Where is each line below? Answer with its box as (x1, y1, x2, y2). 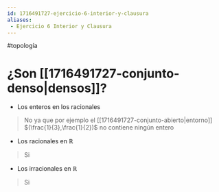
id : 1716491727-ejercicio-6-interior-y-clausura (7, 10, 149, 17)
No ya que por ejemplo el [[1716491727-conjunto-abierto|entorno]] (23, 116, 213, 124)
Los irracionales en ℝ (16, 165, 78, 173)
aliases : (7, 16, 32, 23)
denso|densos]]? (7, 80, 108, 96)
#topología (7, 42, 38, 50)
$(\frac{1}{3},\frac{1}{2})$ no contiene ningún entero (23, 123, 174, 132)
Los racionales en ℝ (16, 137, 73, 145)
